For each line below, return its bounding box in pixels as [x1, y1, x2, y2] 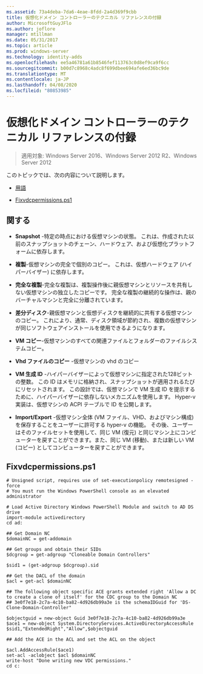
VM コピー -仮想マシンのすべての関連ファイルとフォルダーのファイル [15, 337, 187, 344]
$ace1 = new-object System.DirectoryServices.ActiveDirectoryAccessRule [6, 621, 194, 627]
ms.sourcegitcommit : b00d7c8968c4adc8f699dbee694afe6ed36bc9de [6, 65, 170, 71]
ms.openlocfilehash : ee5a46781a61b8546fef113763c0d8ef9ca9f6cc [6, 59, 170, 65]
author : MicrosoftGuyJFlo [6, 20, 72, 26]
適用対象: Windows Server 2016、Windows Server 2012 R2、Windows [21, 152, 197, 159]
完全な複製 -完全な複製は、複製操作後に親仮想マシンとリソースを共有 [15, 281, 188, 288]
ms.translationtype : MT [6, 71, 67, 77]
